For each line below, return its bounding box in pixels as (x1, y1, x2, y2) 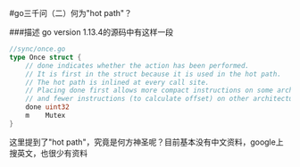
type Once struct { (9, 53, 82, 62)
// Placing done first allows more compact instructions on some (25, 86, 274, 96)
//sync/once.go (9, 45, 66, 54)
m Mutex (25, 111, 66, 120)
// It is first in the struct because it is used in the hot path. (25, 70, 281, 79)
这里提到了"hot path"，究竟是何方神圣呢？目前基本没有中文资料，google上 (9, 137, 284, 147)
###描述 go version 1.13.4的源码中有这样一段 (9, 27, 174, 38)
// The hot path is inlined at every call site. (25, 78, 210, 87)
